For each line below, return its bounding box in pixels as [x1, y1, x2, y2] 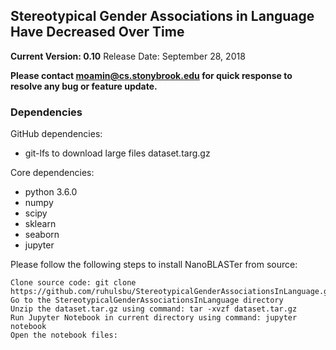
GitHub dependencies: [10, 128, 103, 140]
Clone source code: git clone [10, 278, 137, 288]
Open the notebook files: [10, 330, 118, 341]
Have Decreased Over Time [10, 24, 185, 41]
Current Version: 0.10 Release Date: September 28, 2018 [10, 50, 246, 62]
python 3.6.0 [24, 186, 78, 198]
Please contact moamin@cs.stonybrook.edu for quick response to [10, 69, 293, 81]
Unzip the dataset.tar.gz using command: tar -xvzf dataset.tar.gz [10, 304, 298, 314]
